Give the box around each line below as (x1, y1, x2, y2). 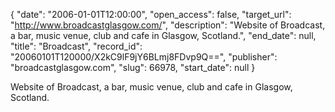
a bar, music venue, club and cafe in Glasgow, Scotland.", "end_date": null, (10, 30, 317, 41)
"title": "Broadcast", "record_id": (10, 40, 143, 52)
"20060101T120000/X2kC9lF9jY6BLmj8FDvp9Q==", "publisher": (10, 51, 278, 63)
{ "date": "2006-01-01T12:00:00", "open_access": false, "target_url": (10, 9, 292, 20)
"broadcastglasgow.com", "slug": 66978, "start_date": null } (10, 62, 256, 73)
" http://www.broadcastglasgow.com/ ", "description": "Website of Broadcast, (10, 19, 326, 31)
